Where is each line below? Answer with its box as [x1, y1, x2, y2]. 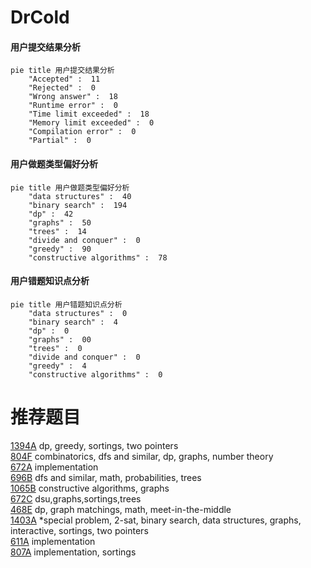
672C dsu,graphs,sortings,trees [10, 492, 142, 505]
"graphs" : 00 [28, 334, 92, 345]
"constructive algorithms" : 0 [28, 369, 163, 380]
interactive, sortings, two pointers [10, 524, 149, 536]
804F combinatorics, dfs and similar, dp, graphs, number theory [10, 450, 274, 462]
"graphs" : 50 [28, 217, 92, 228]
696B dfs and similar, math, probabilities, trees [10, 471, 202, 483]
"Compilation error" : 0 [28, 127, 137, 137]
